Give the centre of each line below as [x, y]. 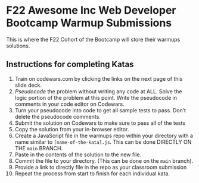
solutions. [18, 46]
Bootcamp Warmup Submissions [89, 23]
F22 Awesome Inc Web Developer [91, 10]
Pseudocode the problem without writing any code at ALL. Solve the [98, 91]
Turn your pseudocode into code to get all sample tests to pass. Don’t [100, 110]
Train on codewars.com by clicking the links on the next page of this [99, 78]
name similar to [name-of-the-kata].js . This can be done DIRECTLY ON [103, 142]
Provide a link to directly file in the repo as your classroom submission [101, 167]
